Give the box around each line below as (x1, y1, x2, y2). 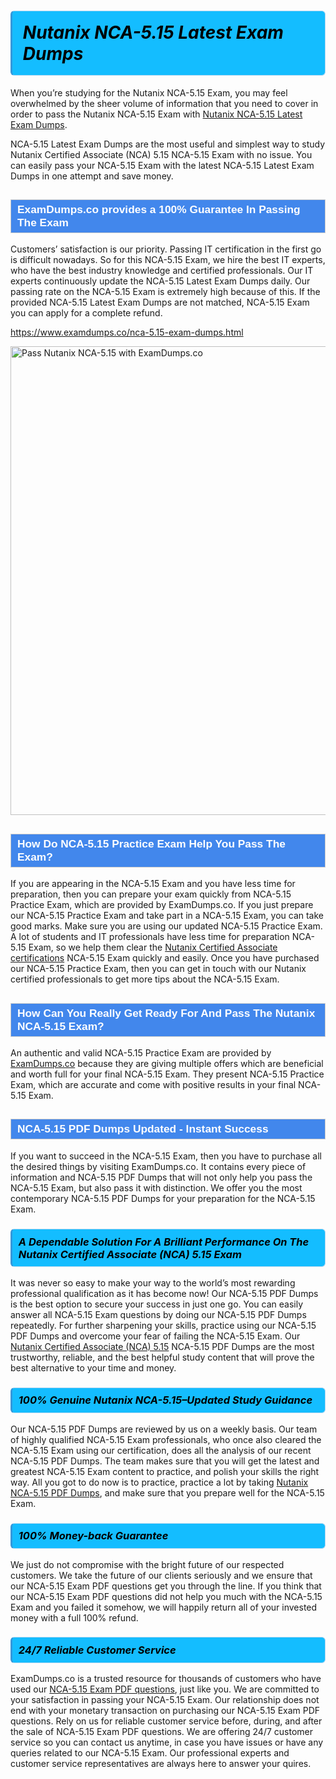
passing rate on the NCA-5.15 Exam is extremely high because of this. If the (10, 286, 321, 298)
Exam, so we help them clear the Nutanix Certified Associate (28, 941, 278, 954)
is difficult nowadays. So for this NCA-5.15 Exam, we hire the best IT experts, (10, 254, 326, 266)
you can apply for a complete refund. (10, 307, 163, 319)
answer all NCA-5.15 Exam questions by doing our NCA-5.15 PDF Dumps (10, 1308, 307, 1320)
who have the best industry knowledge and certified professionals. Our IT (10, 265, 314, 277)
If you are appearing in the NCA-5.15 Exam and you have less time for (10, 878, 296, 890)
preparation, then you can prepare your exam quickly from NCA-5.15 (10, 888, 292, 900)
